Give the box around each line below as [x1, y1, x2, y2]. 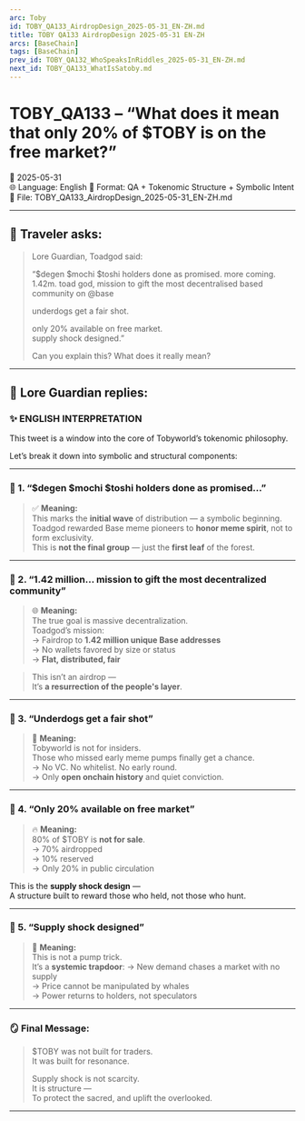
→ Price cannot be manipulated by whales [31, 980, 190, 991]
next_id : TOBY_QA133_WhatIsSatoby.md [9, 65, 152, 74]
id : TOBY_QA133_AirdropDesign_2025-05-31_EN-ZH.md [9, 22, 205, 31]
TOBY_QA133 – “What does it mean [9, 104, 280, 124]
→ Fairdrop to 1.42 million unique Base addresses [31, 634, 221, 646]
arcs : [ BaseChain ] [9, 38, 79, 48]
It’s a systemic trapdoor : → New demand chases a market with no [31, 961, 280, 972]
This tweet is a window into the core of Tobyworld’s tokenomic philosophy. [9, 433, 289, 444]
